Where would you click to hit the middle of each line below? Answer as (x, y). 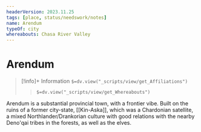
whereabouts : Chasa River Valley (48, 35)
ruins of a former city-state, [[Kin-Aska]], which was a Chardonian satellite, (100, 110)
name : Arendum (24, 23)
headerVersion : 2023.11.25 (40, 12)
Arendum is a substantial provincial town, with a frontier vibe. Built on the (97, 104)
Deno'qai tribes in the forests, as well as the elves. (69, 123)
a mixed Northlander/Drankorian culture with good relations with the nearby (100, 116)
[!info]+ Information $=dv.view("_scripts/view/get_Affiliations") (104, 81)
